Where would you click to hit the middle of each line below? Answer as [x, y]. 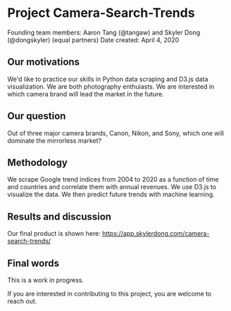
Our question [37, 116]
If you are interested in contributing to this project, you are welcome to [110, 294]
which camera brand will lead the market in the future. [86, 94]
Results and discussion [59, 216]
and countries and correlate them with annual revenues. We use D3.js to [112, 187]
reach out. [22, 301]
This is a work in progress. [46, 280]
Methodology [38, 162]
